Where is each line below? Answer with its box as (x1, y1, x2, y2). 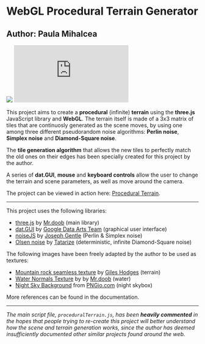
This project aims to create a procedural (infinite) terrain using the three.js (6, 109, 195, 115)
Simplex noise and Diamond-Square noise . (6, 134, 117, 142)
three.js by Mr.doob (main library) (15, 219, 99, 226)
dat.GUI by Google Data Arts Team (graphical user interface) (15, 225, 167, 233)
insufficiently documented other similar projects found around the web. (6, 331, 185, 337)
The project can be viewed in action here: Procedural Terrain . (6, 189, 160, 197)
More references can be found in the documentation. (6, 293, 140, 301)
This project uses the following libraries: (6, 207, 107, 214)
